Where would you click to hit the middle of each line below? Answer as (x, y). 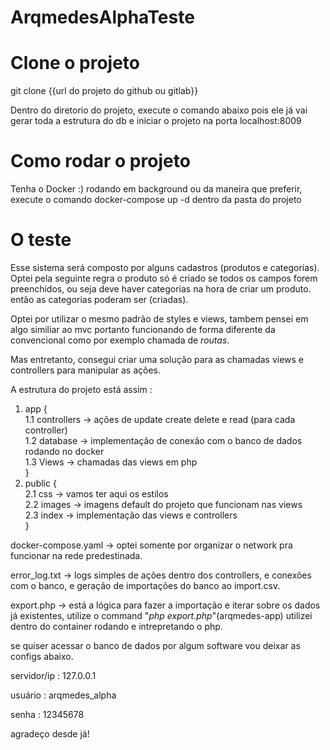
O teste (41, 240)
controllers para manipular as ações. (85, 370)
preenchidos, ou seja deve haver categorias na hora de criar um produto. (161, 289)
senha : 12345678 (47, 714)
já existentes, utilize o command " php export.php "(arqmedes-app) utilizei (161, 615)
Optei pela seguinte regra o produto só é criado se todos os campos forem (164, 278)
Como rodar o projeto (100, 161)
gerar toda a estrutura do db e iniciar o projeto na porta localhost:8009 (156, 121)
